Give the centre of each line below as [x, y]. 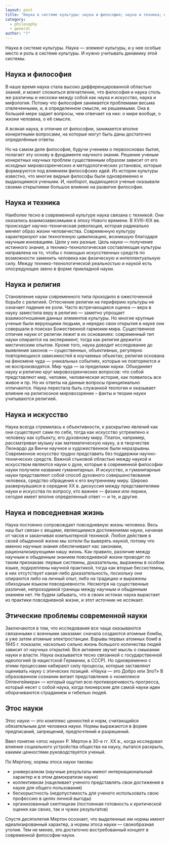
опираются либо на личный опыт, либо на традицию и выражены [76, 579]
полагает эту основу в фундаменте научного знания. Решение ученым [82, 154]
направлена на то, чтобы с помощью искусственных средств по [75, 252]
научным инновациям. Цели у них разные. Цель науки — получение [79, 242]
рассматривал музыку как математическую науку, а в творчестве [77, 443]
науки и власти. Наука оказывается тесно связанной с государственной [84, 655]
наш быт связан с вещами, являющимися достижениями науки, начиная [84, 530]
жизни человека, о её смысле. [38, 119]
